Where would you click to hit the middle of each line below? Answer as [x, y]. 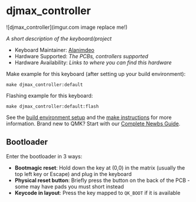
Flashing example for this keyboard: [50, 95]
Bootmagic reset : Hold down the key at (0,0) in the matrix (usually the [100, 168]
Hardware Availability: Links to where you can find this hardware [93, 62]
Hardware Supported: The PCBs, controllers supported [81, 56]
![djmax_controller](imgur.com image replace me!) [67, 27]
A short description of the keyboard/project [59, 38]
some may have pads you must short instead [69, 186]
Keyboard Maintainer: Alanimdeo [54, 50]
